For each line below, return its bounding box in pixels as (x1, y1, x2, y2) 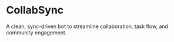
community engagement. (6, 29, 67, 36)
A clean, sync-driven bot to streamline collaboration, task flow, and (6, 23, 169, 30)
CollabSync (6, 3, 64, 17)
